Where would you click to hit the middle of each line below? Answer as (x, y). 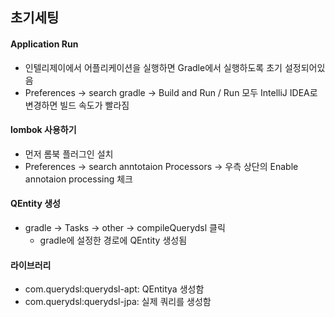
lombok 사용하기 (43, 130)
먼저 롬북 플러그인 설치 (69, 154)
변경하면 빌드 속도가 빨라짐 (77, 105)
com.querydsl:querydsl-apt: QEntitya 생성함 (114, 289)
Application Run (44, 44)
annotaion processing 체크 (78, 179)
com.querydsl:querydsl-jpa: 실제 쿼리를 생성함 (118, 302)
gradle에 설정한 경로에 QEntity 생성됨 (113, 240)
